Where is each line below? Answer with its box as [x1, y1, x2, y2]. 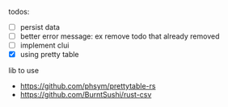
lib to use [8, 66, 39, 76]
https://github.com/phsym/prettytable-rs [19, 81, 156, 91]
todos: [8, 7, 30, 16]
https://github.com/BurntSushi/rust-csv [19, 90, 152, 100]
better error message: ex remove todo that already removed [19, 31, 220, 41]
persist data [19, 23, 61, 31]
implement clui [19, 40, 70, 51]
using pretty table [19, 50, 79, 60]
